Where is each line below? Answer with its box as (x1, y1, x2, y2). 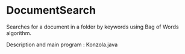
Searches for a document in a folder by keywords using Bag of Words (6, 23, 179, 30)
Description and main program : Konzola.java (6, 41, 118, 48)
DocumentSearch (6, 4, 96, 17)
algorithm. (6, 29, 32, 36)
